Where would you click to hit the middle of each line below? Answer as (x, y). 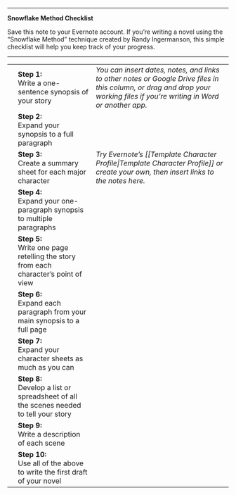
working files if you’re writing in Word (157, 96)
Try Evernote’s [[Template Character (156, 154)
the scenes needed (50, 405)
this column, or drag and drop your (153, 87)
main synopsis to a (48, 321)
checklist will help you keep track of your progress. (81, 47)
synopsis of (70, 92)
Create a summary (48, 163)
